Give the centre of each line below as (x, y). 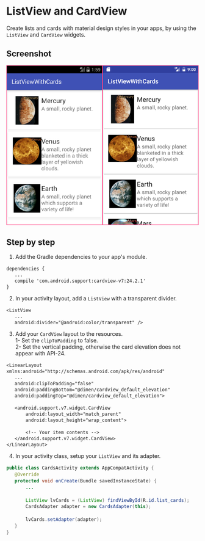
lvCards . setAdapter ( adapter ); (64, 520)
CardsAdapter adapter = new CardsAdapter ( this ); (88, 507)
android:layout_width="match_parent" (73, 414)
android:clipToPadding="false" (54, 384)
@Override (27, 474)
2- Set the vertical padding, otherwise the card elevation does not (98, 347)
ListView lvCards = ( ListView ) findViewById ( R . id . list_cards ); (107, 500)
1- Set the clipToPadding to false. (57, 341)
